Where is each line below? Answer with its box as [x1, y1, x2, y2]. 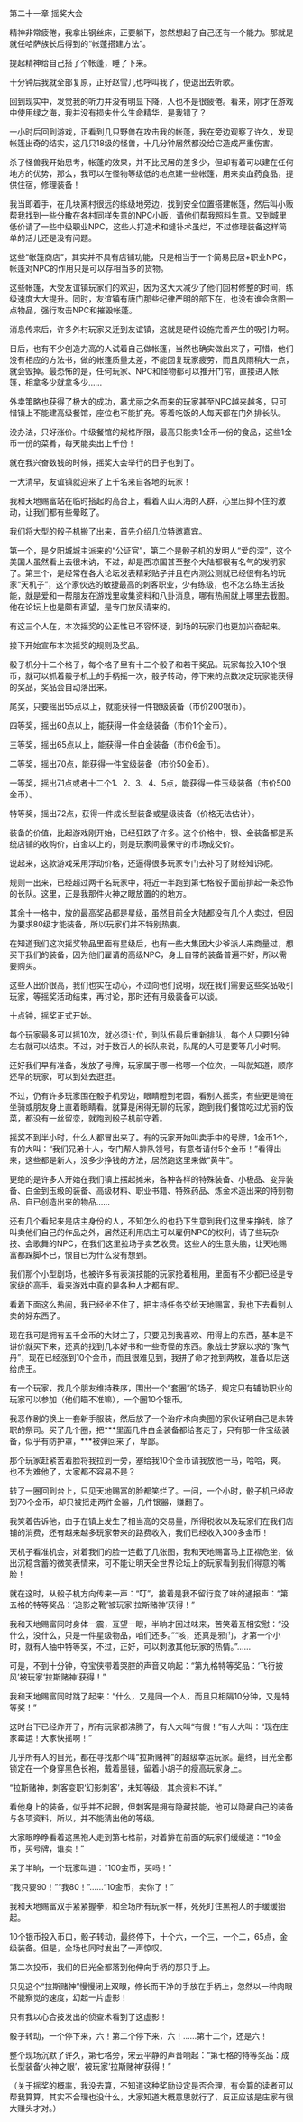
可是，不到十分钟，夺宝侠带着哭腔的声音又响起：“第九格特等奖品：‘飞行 [9, 1661, 276, 1671]
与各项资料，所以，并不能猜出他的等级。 [9, 1813, 160, 1823]
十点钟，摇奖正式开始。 [9, 1010, 96, 1020]
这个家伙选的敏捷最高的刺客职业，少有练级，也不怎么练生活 [55, 579, 278, 590]
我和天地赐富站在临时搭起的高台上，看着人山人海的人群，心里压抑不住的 [9, 496, 278, 506]
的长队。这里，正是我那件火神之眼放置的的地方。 [9, 889, 191, 898]
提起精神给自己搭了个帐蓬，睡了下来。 [9, 58, 151, 68]
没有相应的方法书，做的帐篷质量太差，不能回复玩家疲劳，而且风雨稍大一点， [9, 355, 294, 365]
